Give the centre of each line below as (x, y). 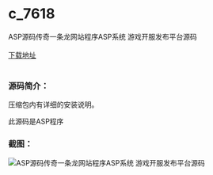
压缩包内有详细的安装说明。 (53, 105)
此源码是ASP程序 (36, 122)
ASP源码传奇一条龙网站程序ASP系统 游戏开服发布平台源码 (103, 36)
